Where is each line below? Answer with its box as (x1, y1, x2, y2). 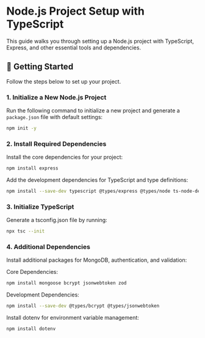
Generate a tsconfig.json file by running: (6, 217, 108, 224)
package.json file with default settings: (6, 113, 103, 121)
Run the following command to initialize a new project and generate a (6, 107, 180, 114)
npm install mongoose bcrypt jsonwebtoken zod (6, 280, 127, 286)
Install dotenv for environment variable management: (6, 314, 139, 322)
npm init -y (6, 125, 37, 132)
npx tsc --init (6, 228, 45, 234)
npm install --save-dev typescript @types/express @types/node (6, 188, 171, 195)
